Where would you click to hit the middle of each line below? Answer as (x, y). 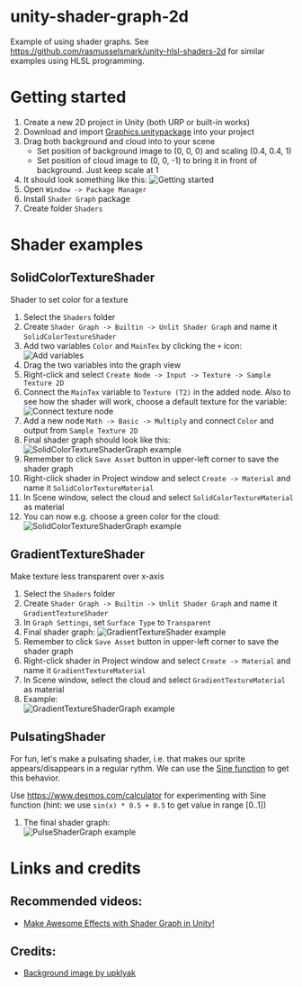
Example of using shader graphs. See (80, 41)
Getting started (68, 97)
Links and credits (76, 868)
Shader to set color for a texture (69, 299)
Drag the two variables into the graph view (102, 365)
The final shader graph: (67, 822)
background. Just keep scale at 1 (98, 169)
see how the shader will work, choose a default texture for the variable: (155, 401)
